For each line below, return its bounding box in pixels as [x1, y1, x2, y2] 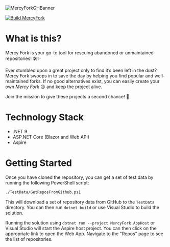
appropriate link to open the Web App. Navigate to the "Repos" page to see [5, 231, 163, 237]
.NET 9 [12, 128, 28, 134]
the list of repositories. [5, 236, 53, 242]
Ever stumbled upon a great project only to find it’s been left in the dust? [5, 67, 157, 73]
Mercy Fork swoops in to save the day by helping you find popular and [5, 72, 154, 79]
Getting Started [5, 157, 72, 169]
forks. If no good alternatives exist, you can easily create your [30, 78, 160, 84]
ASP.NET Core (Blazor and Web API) [12, 134, 90, 140]
